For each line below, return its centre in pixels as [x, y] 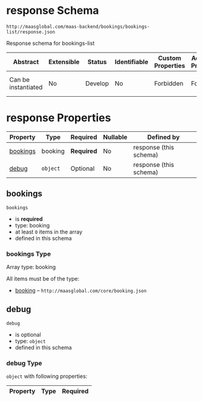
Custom [169, 58]
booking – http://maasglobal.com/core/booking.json [81, 290]
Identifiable [131, 62]
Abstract [26, 62]
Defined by [163, 137]
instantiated [26, 87]
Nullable [115, 137]
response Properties [59, 118]
